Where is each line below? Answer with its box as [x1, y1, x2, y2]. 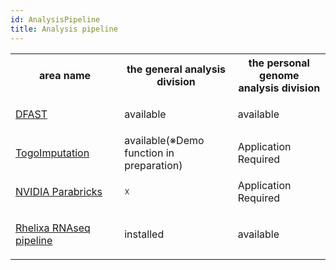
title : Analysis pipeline [10, 24, 118, 34]
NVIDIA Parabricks [15, 184, 103, 198]
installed [124, 227, 165, 241]
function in [124, 146, 175, 160]
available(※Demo [124, 133, 205, 147]
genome [259, 68, 300, 82]
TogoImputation [15, 146, 90, 160]
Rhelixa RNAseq [15, 221, 91, 235]
